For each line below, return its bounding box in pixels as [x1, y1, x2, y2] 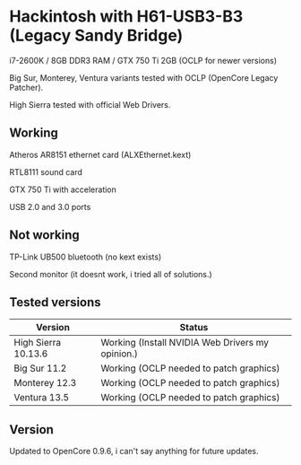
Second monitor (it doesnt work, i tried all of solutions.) [9, 268, 212, 279]
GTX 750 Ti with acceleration [9, 184, 116, 195]
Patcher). [9, 82, 44, 92]
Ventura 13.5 [13, 391, 70, 404]
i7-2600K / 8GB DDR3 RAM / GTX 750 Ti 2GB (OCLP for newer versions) [9, 55, 278, 66]
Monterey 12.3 [13, 377, 77, 390]
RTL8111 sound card [9, 166, 83, 177]
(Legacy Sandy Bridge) [9, 25, 184, 46]
